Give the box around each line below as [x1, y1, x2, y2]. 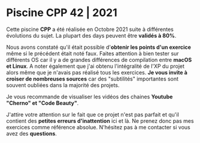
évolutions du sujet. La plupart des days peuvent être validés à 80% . [6, 32, 177, 39]
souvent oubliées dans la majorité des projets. [6, 81, 120, 89]
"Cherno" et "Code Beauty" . [6, 99, 79, 107]
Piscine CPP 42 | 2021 [6, 6, 118, 20]
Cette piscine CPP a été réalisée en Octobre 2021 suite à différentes [6, 26, 174, 33]
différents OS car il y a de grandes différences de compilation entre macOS [6, 56, 192, 63]
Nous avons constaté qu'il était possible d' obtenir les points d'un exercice [6, 43, 192, 51]
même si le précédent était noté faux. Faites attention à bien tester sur [6, 49, 179, 57]
